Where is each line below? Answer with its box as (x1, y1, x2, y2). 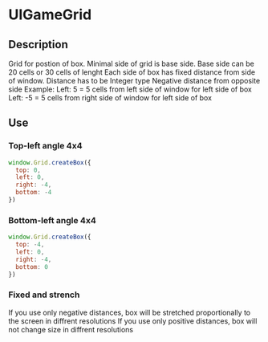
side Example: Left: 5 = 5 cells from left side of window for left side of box (8, 84, 253, 94)
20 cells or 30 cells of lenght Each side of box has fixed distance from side (8, 67, 255, 77)
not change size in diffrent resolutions (8, 324, 134, 334)
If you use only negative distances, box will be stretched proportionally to (8, 307, 251, 317)
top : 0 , (15, 166, 42, 174)
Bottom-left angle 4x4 (8, 214, 96, 226)
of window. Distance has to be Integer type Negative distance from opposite (8, 76, 261, 85)
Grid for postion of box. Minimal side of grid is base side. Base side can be (8, 59, 255, 68)
